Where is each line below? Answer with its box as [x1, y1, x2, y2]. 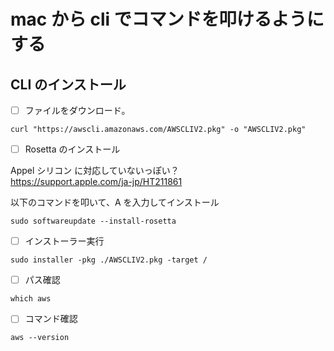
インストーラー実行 [24, 235, 105, 247]
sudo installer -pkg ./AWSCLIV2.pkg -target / [10, 255, 208, 265]
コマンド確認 [24, 313, 78, 325]
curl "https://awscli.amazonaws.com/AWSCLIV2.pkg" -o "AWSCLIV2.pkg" [10, 125, 307, 135]
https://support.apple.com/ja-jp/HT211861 [10, 176, 183, 188]
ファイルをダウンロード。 [24, 105, 131, 116]
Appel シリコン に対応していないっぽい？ [10, 165, 180, 177]
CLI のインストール [10, 76, 127, 93]
